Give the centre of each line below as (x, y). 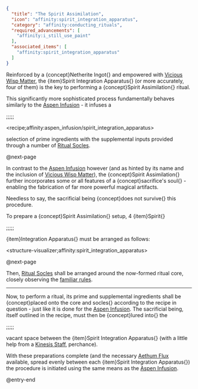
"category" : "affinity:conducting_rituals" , (67, 25)
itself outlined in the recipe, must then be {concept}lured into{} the (87, 315)
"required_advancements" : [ (46, 30)
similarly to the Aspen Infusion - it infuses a (59, 105)
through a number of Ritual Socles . (48, 145)
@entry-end (21, 380)
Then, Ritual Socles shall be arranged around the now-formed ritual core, (95, 273)
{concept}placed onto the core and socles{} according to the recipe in (91, 302)
